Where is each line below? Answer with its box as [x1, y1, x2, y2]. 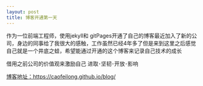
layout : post [6, 8, 40, 15]
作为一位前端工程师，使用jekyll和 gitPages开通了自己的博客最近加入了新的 [6, 31, 192, 39]
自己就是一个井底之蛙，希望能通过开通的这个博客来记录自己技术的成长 [6, 47, 182, 55]
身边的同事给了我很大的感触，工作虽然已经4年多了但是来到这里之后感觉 [16, 39, 196, 47]
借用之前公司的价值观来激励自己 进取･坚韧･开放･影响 [6, 60, 139, 67]
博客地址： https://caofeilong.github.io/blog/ [6, 73, 116, 80]
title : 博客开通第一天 [6, 15, 58, 21]
